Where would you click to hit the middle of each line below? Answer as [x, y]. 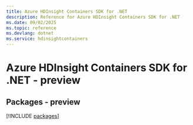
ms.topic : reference [31, 28]
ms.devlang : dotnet [30, 33]
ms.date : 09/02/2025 [31, 22]
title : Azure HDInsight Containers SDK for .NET [67, 11]
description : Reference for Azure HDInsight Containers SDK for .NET [93, 17]
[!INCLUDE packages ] [33, 116]
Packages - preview [43, 102]
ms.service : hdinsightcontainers [47, 39]
